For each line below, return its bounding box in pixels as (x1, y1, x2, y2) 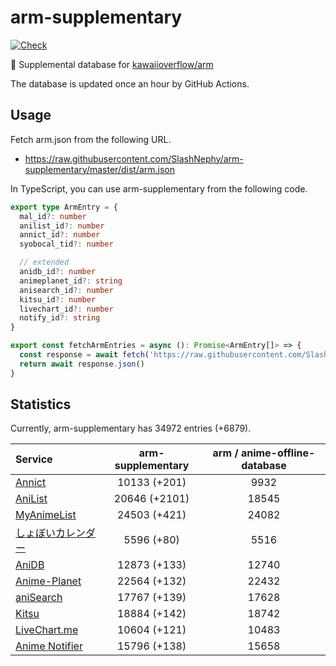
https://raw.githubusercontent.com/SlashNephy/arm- (24, 152, 244, 165)
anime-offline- (240, 446, 316, 460)
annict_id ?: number (19, 230, 101, 240)
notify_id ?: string (19, 313, 101, 323)
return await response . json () (19, 359, 145, 369)
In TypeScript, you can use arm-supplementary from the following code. (10, 182, 308, 195)
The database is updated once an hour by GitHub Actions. (10, 77, 250, 90)
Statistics (10, 396, 72, 413)
